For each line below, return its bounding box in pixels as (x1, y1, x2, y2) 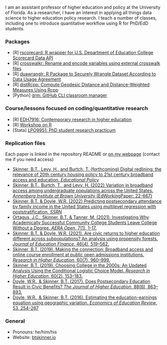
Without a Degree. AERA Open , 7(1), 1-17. (12, 225, 97, 231)
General (5, 317, 25, 324)
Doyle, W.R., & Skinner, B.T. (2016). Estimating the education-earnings (12, 294, 157, 300)
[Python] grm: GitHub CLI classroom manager (12, 93, 107, 99)
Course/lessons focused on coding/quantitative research (5, 105, 148, 112)
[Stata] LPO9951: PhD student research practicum (12, 127, 116, 133)
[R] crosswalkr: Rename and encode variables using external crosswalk (12, 60, 160, 66)
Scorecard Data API (12, 55, 54, 61)
